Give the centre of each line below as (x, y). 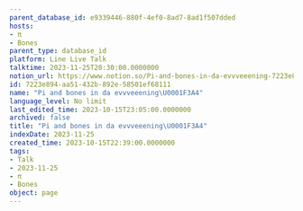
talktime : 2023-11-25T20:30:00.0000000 (84, 68)
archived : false (40, 118)
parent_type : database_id (58, 51)
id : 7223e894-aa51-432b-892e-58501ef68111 (90, 84)
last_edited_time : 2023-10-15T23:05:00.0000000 (101, 110)
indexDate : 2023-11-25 (52, 135)
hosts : (22, 26)
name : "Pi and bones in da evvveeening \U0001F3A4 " (106, 92)
